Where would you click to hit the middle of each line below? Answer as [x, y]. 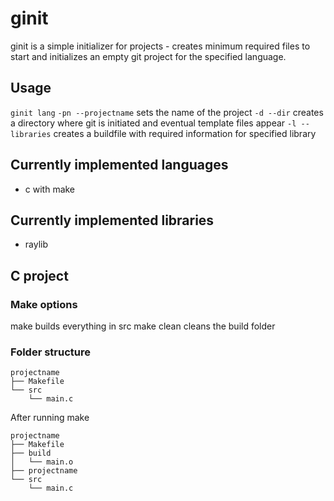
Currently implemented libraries [112, 220]
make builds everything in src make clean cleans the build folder [143, 326]
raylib [36, 244]
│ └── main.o [42, 462]
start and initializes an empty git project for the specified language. [148, 56]
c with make [50, 189]
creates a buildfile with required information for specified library [185, 133]
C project [39, 275]
